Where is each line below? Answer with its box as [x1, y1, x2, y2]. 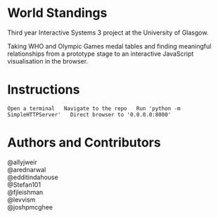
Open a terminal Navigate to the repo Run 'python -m [7, 104, 181, 112]
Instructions [7, 82, 80, 98]
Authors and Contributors [7, 135, 161, 151]
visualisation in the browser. [7, 56, 89, 65]
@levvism [7, 195, 36, 204]
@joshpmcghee [7, 202, 53, 211]
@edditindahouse [7, 173, 58, 181]
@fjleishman [7, 188, 44, 196]
